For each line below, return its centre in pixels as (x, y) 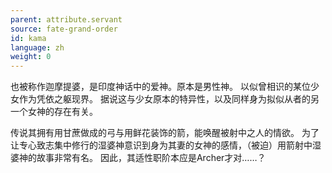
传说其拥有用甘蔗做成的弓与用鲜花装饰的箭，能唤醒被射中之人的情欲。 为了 (165, 133)
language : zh (37, 47)
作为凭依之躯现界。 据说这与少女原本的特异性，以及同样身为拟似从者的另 (169, 99)
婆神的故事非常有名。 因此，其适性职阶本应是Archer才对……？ (138, 158)
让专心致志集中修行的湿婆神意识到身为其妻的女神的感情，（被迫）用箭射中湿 (166, 145)
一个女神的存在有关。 (54, 112)
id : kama (28, 38)
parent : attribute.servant (66, 19)
